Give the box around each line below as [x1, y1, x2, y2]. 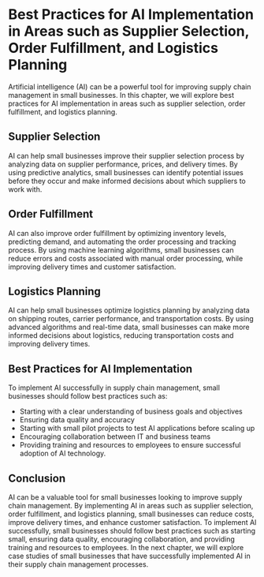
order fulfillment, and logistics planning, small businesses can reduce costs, [8, 509, 255, 519]
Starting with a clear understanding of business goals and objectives [19, 407, 243, 416]
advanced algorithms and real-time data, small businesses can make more [8, 322, 250, 332]
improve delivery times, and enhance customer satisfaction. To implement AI [8, 518, 257, 526]
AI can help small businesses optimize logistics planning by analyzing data [8, 305, 250, 315]
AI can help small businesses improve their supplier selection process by [8, 151, 244, 160]
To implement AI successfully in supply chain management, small [8, 383, 221, 392]
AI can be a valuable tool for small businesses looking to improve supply [8, 493, 243, 502]
